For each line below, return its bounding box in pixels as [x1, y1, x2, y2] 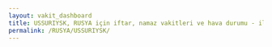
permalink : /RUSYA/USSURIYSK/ [8, 26, 111, 34]
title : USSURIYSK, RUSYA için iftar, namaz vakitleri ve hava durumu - [8, 19, 255, 27]
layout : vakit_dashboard [8, 11, 92, 20]
